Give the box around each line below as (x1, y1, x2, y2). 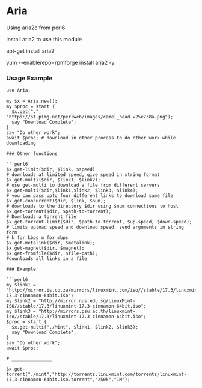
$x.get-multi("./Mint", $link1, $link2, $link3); (11, 324, 138, 330)
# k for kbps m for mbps (6, 235, 69, 241)
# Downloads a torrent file (6, 214, 77, 220)
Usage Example (6, 74, 53, 82)
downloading (6, 140, 36, 147)
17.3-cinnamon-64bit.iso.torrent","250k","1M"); (6, 377, 130, 383)
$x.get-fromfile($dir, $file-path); (6, 250, 98, 256)
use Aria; (6, 88, 31, 94)
